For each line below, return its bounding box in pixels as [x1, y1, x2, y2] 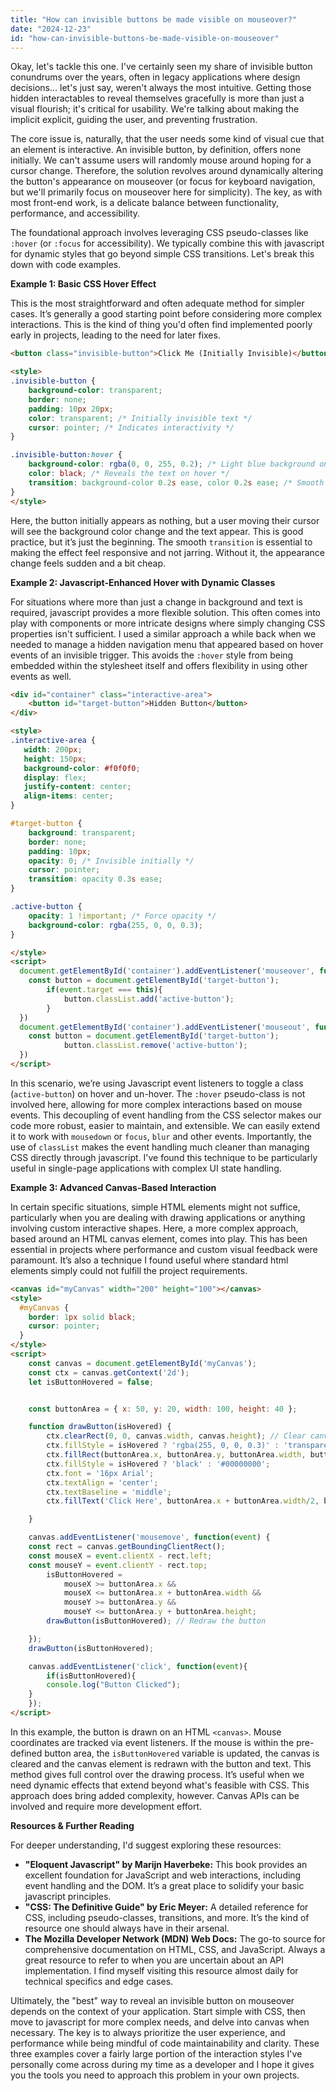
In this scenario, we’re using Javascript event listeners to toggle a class [10, 1077, 304, 1089]
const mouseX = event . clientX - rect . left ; [28, 1551, 213, 1561]
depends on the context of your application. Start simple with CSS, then [10, 2005, 306, 2017]
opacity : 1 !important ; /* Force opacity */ [28, 911, 217, 921]
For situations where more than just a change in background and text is [10, 596, 303, 608]
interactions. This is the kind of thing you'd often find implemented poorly [10, 319, 313, 331]
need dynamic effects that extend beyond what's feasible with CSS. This [10, 1779, 310, 1791]
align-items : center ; [23, 791, 114, 801]
